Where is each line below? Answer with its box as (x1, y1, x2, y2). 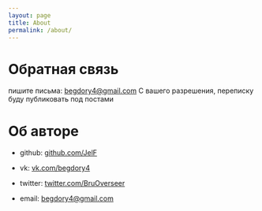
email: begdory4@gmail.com (19, 194, 114, 203)
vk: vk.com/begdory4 (19, 163, 91, 173)
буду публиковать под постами (8, 94, 114, 104)
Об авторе (8, 122, 79, 140)
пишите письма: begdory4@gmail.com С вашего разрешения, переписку (8, 86, 254, 95)
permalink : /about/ (8, 26, 73, 34)
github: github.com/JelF (19, 148, 97, 157)
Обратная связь (8, 60, 119, 78)
